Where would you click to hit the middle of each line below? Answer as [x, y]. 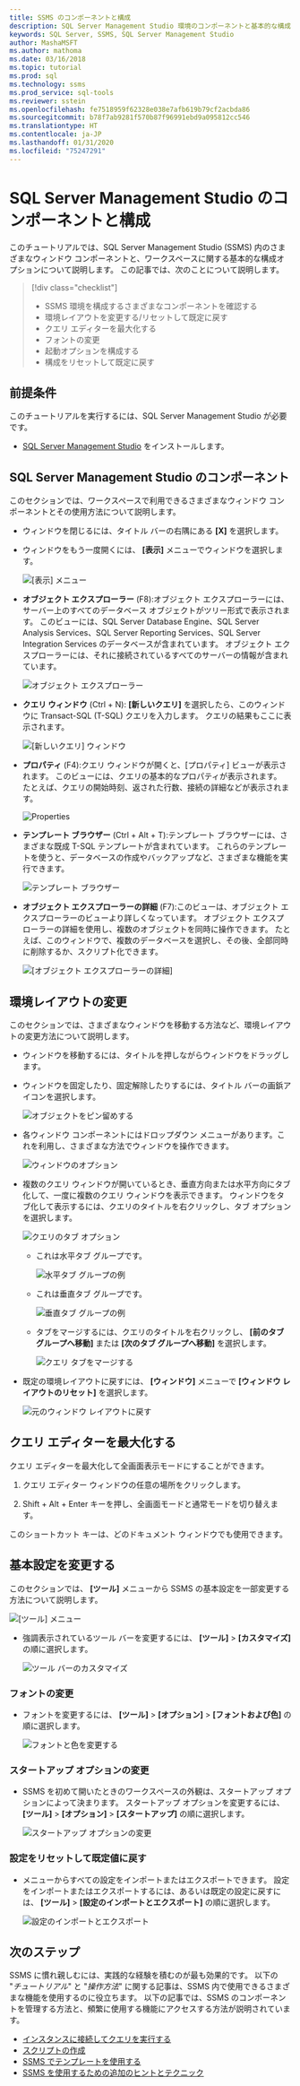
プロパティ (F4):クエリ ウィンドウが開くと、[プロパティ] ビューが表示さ [154, 765]
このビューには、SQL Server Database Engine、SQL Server [150, 622]
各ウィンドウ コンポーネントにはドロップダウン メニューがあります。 [150, 1134]
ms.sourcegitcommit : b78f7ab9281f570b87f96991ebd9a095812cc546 [130, 117]
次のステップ [45, 1952]
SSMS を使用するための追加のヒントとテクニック [113, 2073]
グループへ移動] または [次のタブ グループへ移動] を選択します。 [153, 1343]
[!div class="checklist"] [74, 287]
